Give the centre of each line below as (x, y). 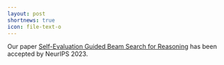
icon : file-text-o (34, 27)
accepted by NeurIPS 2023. (48, 54)
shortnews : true (31, 20)
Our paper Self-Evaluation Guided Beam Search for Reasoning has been (112, 47)
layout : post (26, 14)
